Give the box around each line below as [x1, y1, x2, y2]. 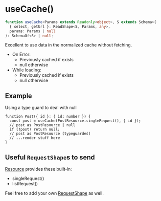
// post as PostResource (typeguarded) [9, 131, 91, 136]
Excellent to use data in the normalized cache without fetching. [5, 42, 132, 48]
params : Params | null [9, 28, 56, 34]
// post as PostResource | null [9, 123, 76, 128]
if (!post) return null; [9, 127, 60, 132]
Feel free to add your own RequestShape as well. [5, 190, 104, 196]
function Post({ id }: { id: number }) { [5, 114, 91, 119]
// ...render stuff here [9, 135, 60, 140]
